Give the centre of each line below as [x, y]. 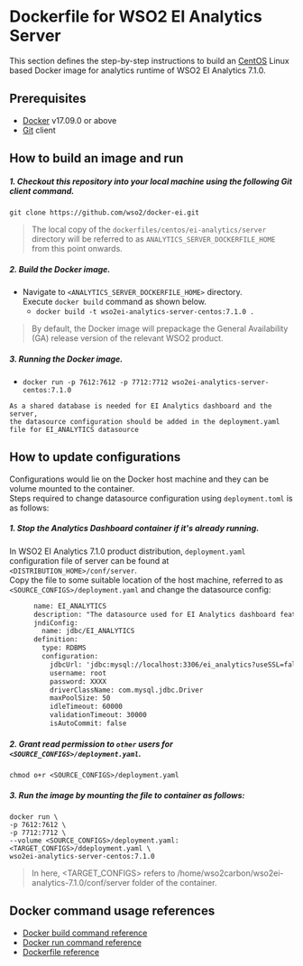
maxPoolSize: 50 [80, 698]
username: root [78, 673]
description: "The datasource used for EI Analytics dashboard [155, 614]
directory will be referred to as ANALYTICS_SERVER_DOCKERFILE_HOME [153, 239]
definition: [55, 639]
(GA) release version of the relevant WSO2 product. [127, 338]
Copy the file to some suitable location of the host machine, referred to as [147, 580]
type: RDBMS [64, 648]
